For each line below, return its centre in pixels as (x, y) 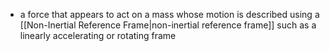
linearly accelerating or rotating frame (98, 35)
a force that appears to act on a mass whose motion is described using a (169, 14)
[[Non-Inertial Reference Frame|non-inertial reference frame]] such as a (168, 25)
